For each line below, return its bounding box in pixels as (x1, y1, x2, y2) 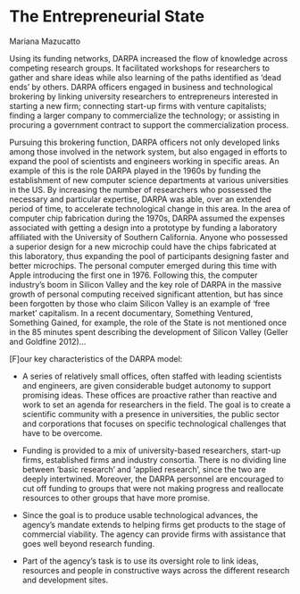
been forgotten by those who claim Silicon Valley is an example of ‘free (9, 297, 271, 309)
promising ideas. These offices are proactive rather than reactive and (21, 389, 278, 400)
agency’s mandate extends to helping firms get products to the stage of (21, 519, 286, 530)
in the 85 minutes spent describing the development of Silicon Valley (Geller (9, 326, 288, 337)
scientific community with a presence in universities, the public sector (21, 408, 279, 419)
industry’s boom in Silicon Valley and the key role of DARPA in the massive (9, 279, 282, 289)
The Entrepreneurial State (9, 6, 205, 27)
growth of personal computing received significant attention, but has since (9, 289, 284, 299)
